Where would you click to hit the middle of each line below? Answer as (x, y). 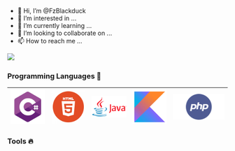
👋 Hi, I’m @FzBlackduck (51, 11)
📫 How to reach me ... (50, 41)
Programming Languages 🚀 (54, 75)
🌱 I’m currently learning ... (55, 26)
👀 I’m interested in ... (47, 18)
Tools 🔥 (20, 141)
